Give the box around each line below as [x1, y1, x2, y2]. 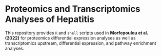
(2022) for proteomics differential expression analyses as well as [5, 35, 136, 41]
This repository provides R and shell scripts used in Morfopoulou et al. [5, 30, 149, 36]
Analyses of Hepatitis [5, 14, 95, 25]
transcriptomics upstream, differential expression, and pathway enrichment [5, 40, 156, 46]
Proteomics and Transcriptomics [5, 3, 141, 15]
